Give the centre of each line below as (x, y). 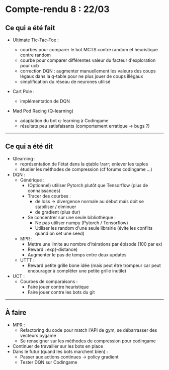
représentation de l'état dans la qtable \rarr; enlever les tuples (84, 164)
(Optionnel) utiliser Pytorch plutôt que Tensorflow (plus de (88, 185)
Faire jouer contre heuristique (58, 287)
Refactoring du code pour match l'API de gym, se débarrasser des (89, 330)
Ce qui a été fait (30, 28)
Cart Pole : (23, 91)
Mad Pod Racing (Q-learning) (43, 111)
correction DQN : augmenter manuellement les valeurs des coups (88, 71)
